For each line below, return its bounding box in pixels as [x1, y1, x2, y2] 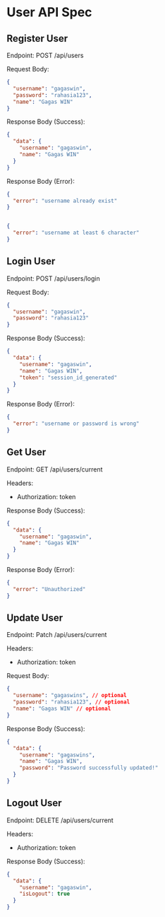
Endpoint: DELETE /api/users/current [6, 816, 114, 824]
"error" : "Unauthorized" [13, 585, 86, 592]
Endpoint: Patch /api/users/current [6, 631, 107, 639]
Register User [6, 33, 68, 45]
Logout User [6, 797, 62, 810]
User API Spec [6, 4, 92, 21]
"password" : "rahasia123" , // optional [13, 699, 130, 706]
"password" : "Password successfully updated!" [19, 764, 159, 771]
